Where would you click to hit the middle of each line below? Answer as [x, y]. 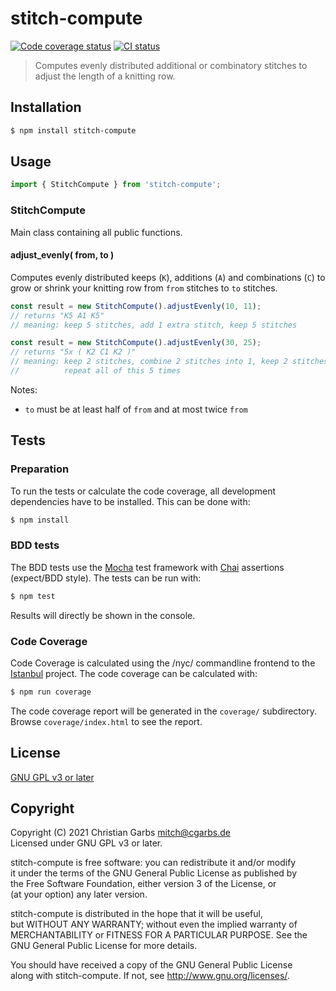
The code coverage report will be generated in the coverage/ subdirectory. [163, 711]
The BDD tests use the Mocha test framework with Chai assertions [147, 567]
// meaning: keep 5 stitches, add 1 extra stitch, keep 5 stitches [154, 325]
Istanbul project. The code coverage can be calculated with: [134, 673]
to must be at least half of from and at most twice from [136, 409]
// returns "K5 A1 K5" [57, 315]
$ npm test [33, 596]
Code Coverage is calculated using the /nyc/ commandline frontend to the [163, 663]
